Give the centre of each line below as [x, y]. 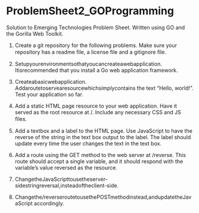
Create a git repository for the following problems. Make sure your [96, 45]
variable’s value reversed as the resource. [66, 167]
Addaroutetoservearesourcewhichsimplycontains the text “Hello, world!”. [104, 88]
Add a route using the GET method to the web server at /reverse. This [100, 155]
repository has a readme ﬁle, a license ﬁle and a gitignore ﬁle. [91, 52]
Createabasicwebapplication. [51, 82]
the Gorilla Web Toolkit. [35, 33]
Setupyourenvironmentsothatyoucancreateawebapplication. [88, 64]
